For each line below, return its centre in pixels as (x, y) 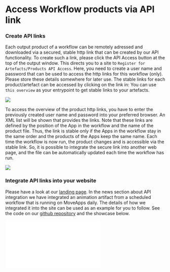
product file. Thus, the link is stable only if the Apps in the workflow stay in (83, 131)
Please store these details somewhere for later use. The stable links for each (85, 79)
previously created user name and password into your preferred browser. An (85, 115)
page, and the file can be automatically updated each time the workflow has (85, 153)
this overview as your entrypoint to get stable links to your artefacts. (77, 90)
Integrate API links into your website (51, 181)
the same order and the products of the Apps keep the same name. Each (81, 137)
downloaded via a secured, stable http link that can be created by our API (82, 52)
